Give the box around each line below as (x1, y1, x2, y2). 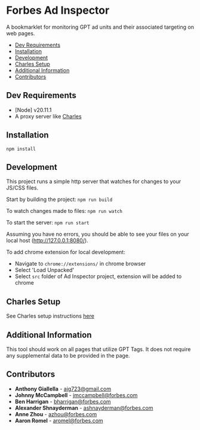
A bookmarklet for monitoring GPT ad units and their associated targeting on (6, 23, 194, 31)
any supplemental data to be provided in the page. (6, 352, 130, 359)
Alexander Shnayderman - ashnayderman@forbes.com (14, 404, 153, 411)
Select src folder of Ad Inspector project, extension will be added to (14, 273, 182, 280)
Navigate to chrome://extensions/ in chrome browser (14, 260, 146, 267)
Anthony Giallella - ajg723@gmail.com (14, 385, 112, 392)
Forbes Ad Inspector (6, 4, 110, 17)
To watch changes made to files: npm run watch (6, 208, 122, 215)
